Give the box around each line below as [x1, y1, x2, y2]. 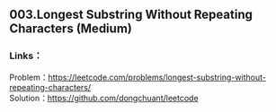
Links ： [9, 49, 43, 62]
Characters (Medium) [9, 22, 132, 37]
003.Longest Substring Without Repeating [9, 7, 254, 22]
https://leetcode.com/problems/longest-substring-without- [48, 72, 267, 82]
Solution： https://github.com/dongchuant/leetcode [9, 92, 200, 103]
